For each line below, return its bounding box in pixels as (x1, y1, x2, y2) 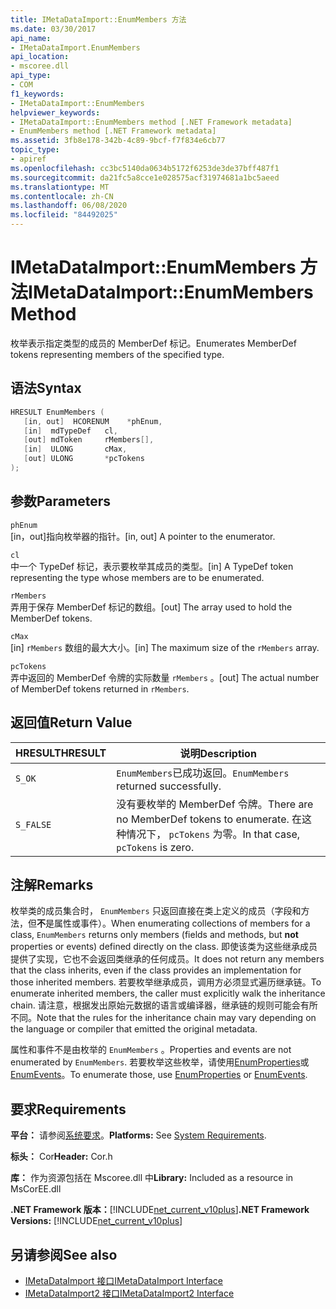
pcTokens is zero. (116, 840, 195, 854)
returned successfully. (116, 779, 222, 793)
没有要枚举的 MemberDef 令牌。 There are (116, 797, 314, 811)
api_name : (10, 33, 52, 43)
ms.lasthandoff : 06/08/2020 (10, 201, 128, 211)
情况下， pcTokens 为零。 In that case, (126, 827, 300, 841)
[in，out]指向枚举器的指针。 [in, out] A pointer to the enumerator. (10, 530, 276, 542)
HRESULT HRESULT (15, 746, 107, 760)
